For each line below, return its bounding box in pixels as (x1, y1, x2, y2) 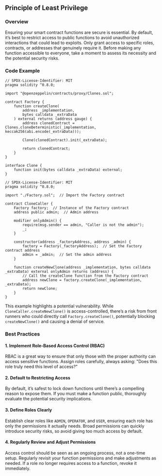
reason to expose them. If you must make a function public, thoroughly (5, 391, 146, 397)
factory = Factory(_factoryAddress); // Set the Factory (22, 243, 142, 249)
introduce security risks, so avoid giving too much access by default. (5, 428, 143, 434)
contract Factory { (5, 99, 45, 104)
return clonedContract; (22, 146, 70, 151)
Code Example (5, 67, 40, 74)
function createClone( (14, 104, 60, 109)
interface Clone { (5, 163, 42, 168)
